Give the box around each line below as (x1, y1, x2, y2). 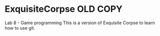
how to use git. (4, 25, 35, 31)
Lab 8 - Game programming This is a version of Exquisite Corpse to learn (4, 20, 155, 26)
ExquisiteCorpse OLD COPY (4, 3, 123, 15)
